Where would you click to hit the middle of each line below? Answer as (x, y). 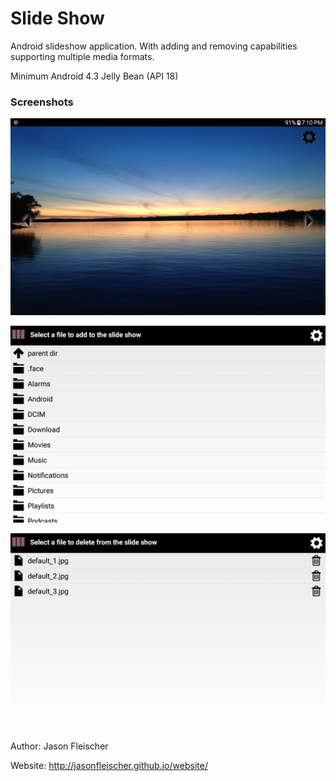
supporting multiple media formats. (82, 56)
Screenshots (42, 102)
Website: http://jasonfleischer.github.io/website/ (109, 766)
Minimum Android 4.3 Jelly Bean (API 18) (94, 76)
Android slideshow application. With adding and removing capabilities (154, 46)
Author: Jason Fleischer (59, 746)
